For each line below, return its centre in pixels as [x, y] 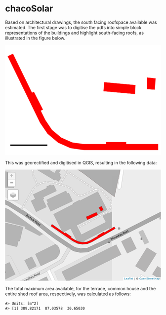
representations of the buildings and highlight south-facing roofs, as [75, 33]
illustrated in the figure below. [35, 38]
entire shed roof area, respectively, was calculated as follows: [68, 294]
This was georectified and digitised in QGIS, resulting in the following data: [81, 162]
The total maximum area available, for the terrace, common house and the [81, 288]
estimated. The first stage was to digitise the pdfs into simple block [73, 27]
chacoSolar [29, 9]
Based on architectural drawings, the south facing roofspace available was [81, 22]
